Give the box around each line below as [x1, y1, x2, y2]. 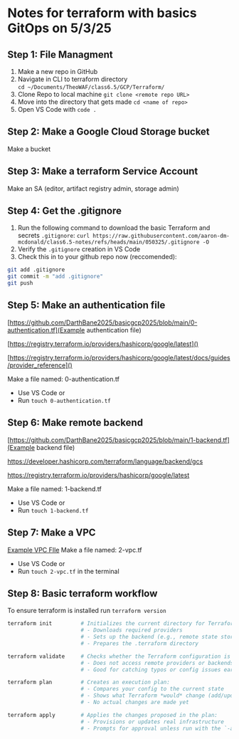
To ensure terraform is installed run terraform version [7, 607, 166, 615]
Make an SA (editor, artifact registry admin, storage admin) [7, 184, 179, 193]
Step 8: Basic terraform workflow [7, 587, 158, 599]
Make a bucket [7, 145, 51, 153]
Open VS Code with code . [17, 105, 97, 113]
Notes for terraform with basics [7, 5, 197, 21]
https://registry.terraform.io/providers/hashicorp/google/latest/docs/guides [9, 353, 230, 362]
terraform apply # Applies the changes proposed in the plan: [7, 711, 218, 718]
